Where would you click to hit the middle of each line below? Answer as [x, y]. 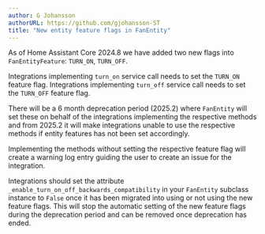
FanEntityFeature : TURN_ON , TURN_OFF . [68, 61]
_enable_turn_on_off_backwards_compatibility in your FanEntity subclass [129, 190]
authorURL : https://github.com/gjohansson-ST [84, 23]
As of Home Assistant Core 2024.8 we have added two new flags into [121, 53]
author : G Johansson [42, 15]
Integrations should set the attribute [66, 181]
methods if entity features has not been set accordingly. [99, 134]
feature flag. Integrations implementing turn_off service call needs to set [127, 85]
